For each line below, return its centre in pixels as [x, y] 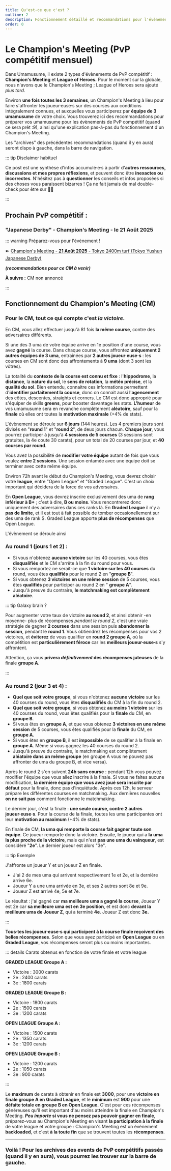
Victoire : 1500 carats [35, 1033]
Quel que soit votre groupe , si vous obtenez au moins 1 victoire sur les [88, 708]
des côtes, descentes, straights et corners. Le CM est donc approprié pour [84, 398]
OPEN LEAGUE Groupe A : [33, 1023]
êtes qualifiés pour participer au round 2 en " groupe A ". [72, 584]
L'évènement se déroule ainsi [36, 533]
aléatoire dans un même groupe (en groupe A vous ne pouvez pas [83, 756]
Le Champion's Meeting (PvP [68, 49]
